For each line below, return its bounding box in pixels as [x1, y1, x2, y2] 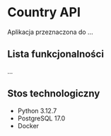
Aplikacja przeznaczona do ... [7, 28, 93, 36]
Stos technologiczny [7, 88, 100, 100]
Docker [17, 121, 40, 130]
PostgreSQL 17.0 [17, 114, 66, 123]
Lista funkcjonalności [7, 48, 105, 60]
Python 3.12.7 [17, 106, 57, 115]
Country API [7, 4, 81, 21]
